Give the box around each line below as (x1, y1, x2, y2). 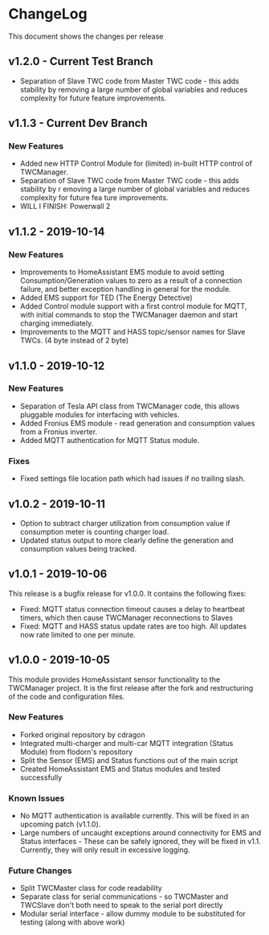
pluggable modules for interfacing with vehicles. (19, 409, 180, 419)
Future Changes (8, 865, 72, 876)
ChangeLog (8, 5, 88, 23)
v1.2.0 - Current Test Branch (8, 55, 153, 68)
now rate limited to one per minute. (19, 629, 137, 639)
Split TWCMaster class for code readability (19, 884, 162, 893)
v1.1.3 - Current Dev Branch (8, 117, 148, 130)
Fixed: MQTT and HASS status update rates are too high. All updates (19, 621, 247, 631)
